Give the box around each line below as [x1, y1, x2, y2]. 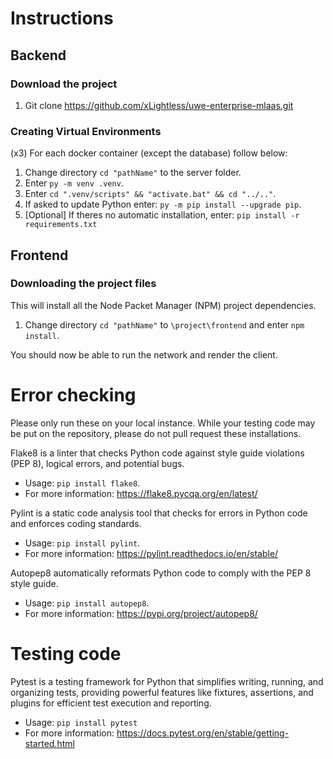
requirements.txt [24, 220, 98, 230]
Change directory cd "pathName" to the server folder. [24, 167, 242, 179]
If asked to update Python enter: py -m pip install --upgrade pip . [24, 198, 302, 211]
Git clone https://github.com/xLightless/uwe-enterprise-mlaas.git [24, 99, 294, 111]
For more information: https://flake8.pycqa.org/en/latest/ [24, 487, 258, 499]
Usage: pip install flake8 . [24, 477, 141, 489]
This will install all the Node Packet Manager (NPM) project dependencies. [10, 299, 317, 311]
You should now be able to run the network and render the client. [10, 348, 278, 361]
